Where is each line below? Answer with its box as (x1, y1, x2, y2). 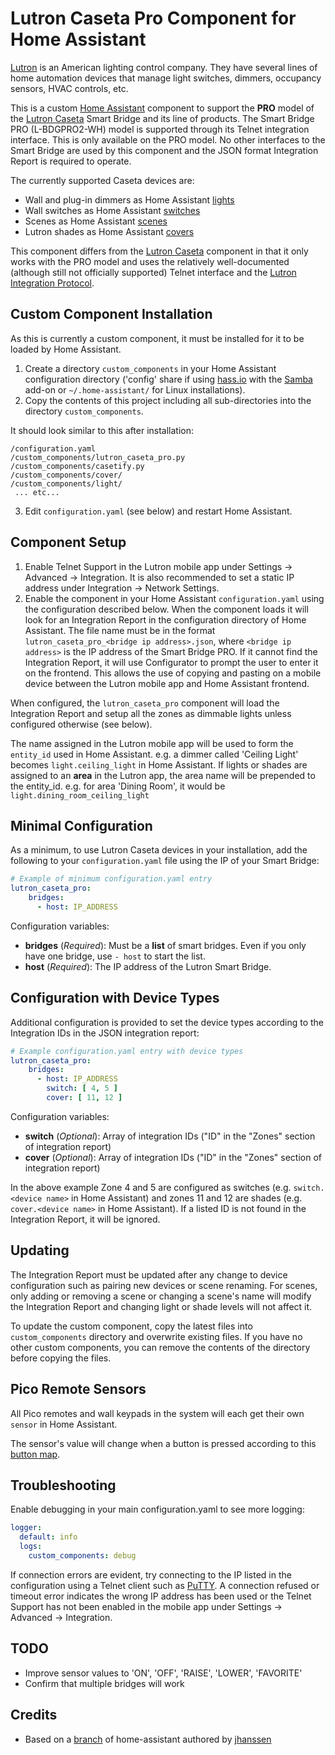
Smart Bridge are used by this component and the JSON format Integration (10, 144, 319, 156)
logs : (19, 1542, 43, 1552)
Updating (10, 1242, 70, 1259)
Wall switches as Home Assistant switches (24, 204, 201, 216)
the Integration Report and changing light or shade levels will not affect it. (10, 1300, 313, 1312)
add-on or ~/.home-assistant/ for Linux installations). (24, 383, 246, 396)
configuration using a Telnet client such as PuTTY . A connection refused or (10, 1579, 320, 1591)
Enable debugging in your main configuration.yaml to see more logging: (10, 1503, 305, 1516)
